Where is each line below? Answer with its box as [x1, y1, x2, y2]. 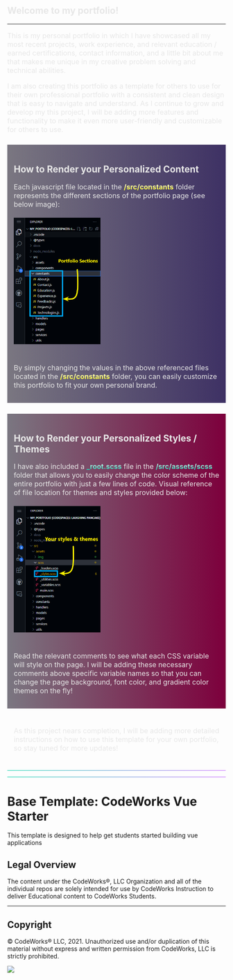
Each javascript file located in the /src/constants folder [13, 182, 196, 191]
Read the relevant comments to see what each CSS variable [13, 651, 209, 661]
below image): [13, 199, 60, 209]
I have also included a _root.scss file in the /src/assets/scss [13, 462, 213, 472]
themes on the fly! [13, 686, 73, 696]
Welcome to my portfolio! [7, 5, 119, 17]
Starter [7, 808, 49, 824]
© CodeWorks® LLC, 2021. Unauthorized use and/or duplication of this [7, 938, 209, 946]
